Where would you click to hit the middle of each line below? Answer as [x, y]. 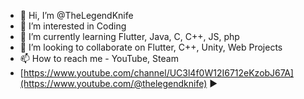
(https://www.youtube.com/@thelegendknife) [113, 83]
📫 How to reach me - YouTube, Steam [99, 58]
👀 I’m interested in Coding [73, 26]
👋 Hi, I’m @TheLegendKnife [76, 15]
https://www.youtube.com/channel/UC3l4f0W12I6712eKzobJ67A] [158, 73]
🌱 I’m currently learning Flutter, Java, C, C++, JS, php [129, 36]
